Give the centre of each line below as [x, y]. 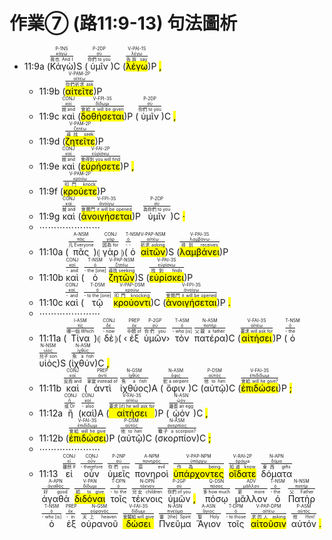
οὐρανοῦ [99, 523]
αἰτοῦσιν [268, 523]
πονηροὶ [151, 473]
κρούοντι [132, 302]
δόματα [276, 473]
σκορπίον [177, 438]
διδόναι [89, 498]
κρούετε [80, 191]
